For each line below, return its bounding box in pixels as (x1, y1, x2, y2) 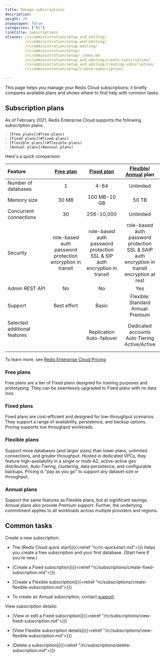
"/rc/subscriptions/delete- (78, 642, 132, 648)
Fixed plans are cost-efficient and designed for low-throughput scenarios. (5, 413, 155, 420)
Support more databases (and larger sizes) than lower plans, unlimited (5, 447, 147, 453)
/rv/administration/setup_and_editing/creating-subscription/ (25, 62, 155, 67)
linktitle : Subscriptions (5, 30, 58, 35)
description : (5, 12, 32, 17)
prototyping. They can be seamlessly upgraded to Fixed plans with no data (5, 385, 157, 391)
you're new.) (12, 554, 38, 560)
